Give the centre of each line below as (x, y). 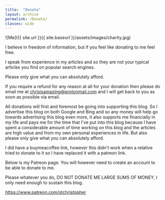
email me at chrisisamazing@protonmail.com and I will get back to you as (80, 92)
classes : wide (20, 24)
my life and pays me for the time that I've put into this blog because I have (81, 122)
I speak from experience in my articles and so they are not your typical (77, 62)
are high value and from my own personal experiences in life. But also (76, 133)
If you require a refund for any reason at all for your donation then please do (83, 87)
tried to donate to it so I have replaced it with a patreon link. (66, 153)
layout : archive (22, 14)
